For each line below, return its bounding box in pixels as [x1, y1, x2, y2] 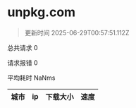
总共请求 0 [7, 43, 38, 52]
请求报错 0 [7, 58, 38, 67]
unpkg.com [7, 4, 76, 20]
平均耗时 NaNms [7, 73, 56, 82]
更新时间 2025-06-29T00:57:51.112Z [24, 28, 130, 37]
